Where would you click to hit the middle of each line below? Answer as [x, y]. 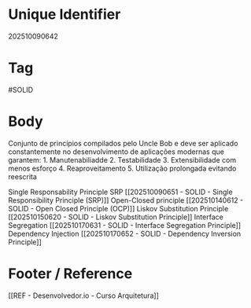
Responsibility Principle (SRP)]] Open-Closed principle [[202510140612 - [126, 200]
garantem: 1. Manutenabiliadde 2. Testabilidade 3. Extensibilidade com [122, 159]
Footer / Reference [70, 273]
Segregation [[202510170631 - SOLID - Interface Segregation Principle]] [125, 225]
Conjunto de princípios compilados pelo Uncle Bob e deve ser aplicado [123, 143]
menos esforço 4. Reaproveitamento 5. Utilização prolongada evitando [122, 168]
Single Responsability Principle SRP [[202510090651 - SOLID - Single [121, 192]
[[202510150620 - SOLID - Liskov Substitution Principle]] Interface [116, 217]
